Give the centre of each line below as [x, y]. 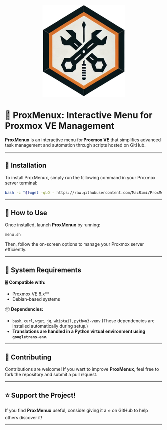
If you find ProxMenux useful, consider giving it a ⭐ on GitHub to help [77, 410]
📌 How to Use [26, 213]
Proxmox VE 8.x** [31, 294]
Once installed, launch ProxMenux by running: [53, 225]
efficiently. [16, 250]
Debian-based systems [36, 299]
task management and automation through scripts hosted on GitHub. [75, 145]
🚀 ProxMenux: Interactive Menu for [79, 116]
